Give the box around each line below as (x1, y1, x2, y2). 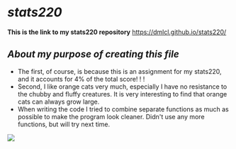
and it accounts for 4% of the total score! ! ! (17, 74, 145, 83)
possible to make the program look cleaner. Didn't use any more (17, 112, 205, 121)
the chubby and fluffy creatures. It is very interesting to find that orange (17, 89, 227, 98)
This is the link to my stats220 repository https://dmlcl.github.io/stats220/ (7, 28, 227, 36)
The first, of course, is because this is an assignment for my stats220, (17, 67, 222, 75)
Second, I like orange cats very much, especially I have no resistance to (17, 82, 227, 91)
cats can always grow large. (17, 97, 100, 106)
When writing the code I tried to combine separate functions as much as (17, 104, 229, 114)
